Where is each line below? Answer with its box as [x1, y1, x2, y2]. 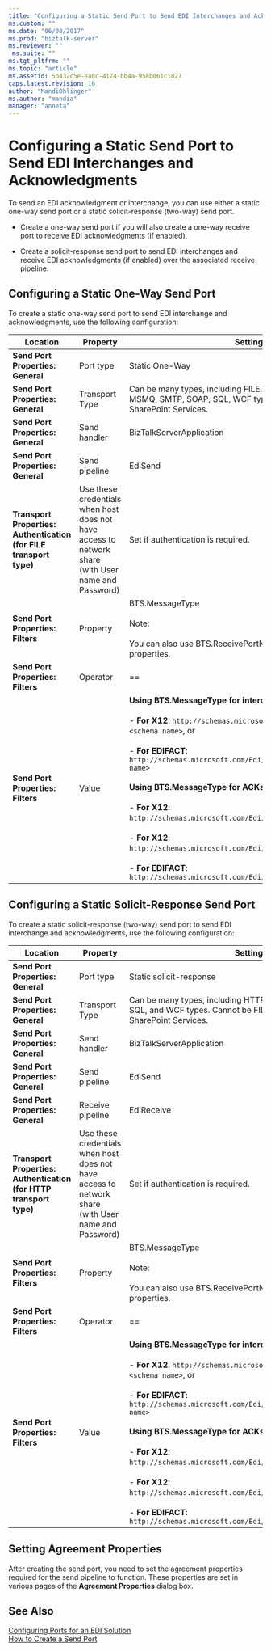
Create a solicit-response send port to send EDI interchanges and [19, 247, 238, 256]
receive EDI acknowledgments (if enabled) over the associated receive [19, 255, 256, 265]
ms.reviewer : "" [8, 42, 63, 50]
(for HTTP [12, 1183, 52, 1194]
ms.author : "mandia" [8, 95, 78, 103]
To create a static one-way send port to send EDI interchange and [8, 308, 227, 318]
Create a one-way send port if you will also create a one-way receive [19, 222, 250, 232]
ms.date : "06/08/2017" [8, 27, 85, 35]
